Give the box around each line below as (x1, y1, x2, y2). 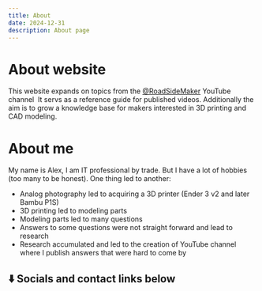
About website (8, 60, 107, 78)
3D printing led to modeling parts (19, 206, 128, 216)
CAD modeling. (8, 111, 58, 121)
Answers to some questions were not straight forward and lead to (19, 223, 233, 232)
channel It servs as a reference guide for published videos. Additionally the (8, 95, 254, 104)
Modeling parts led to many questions (19, 214, 144, 224)
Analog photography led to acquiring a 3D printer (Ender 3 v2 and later (19, 189, 250, 198)
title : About (8, 11, 51, 20)
